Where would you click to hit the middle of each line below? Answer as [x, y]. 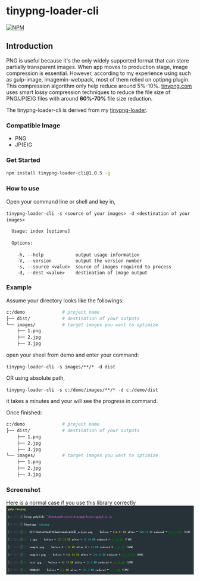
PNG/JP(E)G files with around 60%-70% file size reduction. [79, 98]
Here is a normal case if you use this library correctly [71, 503]
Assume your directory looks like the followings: [65, 300]
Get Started [23, 160]
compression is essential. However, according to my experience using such [99, 73]
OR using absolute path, [36, 378]
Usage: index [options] [41, 231]
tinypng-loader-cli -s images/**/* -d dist [61, 367]
